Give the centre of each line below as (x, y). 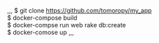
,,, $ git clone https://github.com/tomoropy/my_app (79, 11)
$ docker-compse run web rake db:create (67, 25)
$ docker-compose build (42, 18)
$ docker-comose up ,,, (40, 32)
